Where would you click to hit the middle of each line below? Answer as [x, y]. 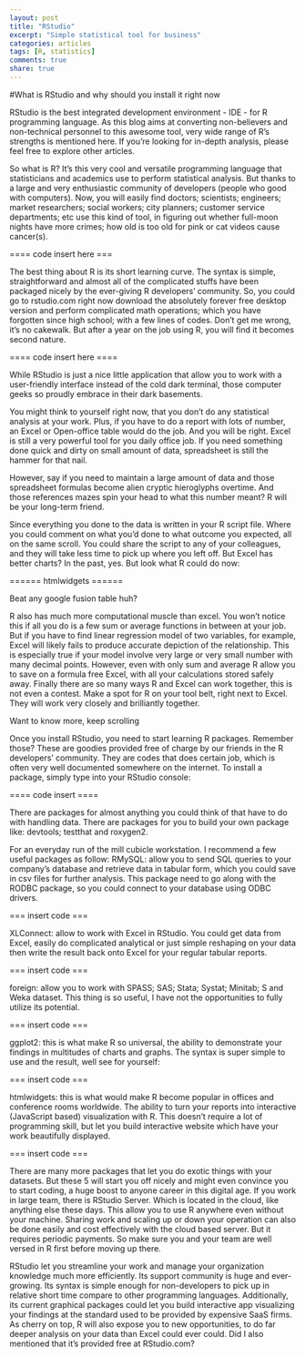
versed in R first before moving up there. [85, 1248]
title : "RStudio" [42, 26]
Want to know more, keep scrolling [74, 720]
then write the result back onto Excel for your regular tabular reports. [138, 952]
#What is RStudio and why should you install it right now [115, 94]
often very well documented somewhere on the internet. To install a [136, 767]
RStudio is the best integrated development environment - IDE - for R [139, 112]
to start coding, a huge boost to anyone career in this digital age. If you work [153, 1190]
